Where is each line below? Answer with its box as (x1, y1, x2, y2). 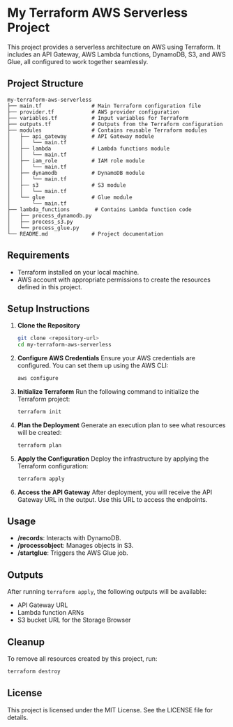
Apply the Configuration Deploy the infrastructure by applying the (17, 454, 209, 463)
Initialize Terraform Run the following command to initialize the (17, 388, 200, 395)
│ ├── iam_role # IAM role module (7, 157, 145, 164)
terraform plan (17, 441, 62, 449)
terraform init (17, 408, 62, 415)
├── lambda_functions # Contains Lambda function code (7, 206, 192, 213)
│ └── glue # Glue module (7, 194, 133, 201)
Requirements (7, 250, 70, 261)
